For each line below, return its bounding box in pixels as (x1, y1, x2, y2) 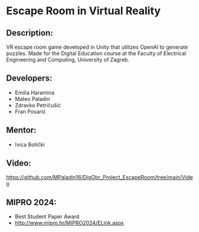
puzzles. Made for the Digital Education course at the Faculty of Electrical (6, 50, 187, 57)
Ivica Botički (14, 141, 45, 148)
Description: (6, 28, 53, 38)
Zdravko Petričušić (14, 101, 61, 109)
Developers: (6, 73, 52, 84)
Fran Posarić (14, 108, 46, 115)
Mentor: (6, 125, 37, 135)
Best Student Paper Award (14, 213, 80, 220)
